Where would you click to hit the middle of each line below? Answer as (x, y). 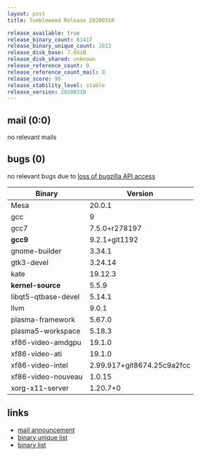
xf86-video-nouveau (47, 377)
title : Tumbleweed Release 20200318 (61, 20)
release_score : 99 (34, 79)
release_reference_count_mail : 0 (56, 72)
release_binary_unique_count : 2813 (59, 46)
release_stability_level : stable (56, 85)
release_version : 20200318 (47, 92)
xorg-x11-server (40, 388)
